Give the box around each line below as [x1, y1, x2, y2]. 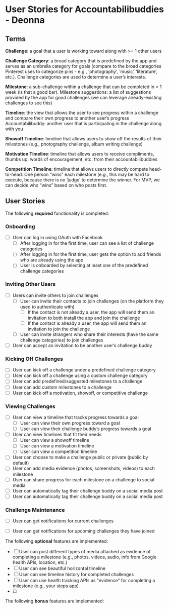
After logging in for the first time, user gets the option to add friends [20, 251, 161, 257]
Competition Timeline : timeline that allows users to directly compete [5, 166, 148, 172]
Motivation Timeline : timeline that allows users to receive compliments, [5, 151, 154, 157]
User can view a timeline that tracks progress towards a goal [12, 414, 139, 420]
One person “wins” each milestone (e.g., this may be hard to [24, 171, 150, 177]
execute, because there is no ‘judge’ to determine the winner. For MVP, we [5, 177, 160, 183]
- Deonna [5, 14, 45, 26]
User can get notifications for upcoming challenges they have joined [12, 528, 155, 534]
